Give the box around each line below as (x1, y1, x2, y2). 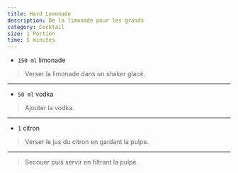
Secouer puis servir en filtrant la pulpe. (24, 158, 139, 167)
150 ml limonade (17, 56, 66, 64)
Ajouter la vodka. (24, 104, 74, 112)
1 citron (17, 124, 40, 133)
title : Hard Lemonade (7, 10, 72, 18)
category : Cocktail (7, 23, 65, 30)
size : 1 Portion (7, 30, 55, 37)
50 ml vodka (17, 90, 54, 99)
